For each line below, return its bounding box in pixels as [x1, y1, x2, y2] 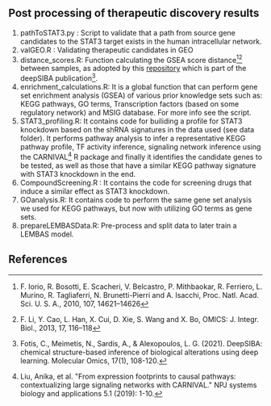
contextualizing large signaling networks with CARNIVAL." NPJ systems [19, 379, 257, 390]
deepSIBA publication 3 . [19, 72, 98, 83]
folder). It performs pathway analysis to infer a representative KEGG [19, 133, 246, 144]
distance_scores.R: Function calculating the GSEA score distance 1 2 [19, 53, 243, 65]
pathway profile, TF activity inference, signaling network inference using [19, 142, 261, 152]
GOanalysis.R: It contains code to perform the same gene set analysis [19, 195, 252, 204]
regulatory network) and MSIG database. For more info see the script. [19, 108, 252, 118]
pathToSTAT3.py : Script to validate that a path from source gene [19, 27, 236, 37]
